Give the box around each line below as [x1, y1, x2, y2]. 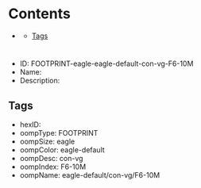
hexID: [19, 120, 41, 129]
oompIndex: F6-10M [19, 162, 87, 171]
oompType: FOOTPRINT [19, 128, 99, 137]
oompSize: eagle [19, 136, 75, 146]
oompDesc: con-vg [19, 153, 83, 163]
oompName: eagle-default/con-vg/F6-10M [19, 170, 160, 179]
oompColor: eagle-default [19, 144, 105, 155]
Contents [8, 5, 72, 23]
